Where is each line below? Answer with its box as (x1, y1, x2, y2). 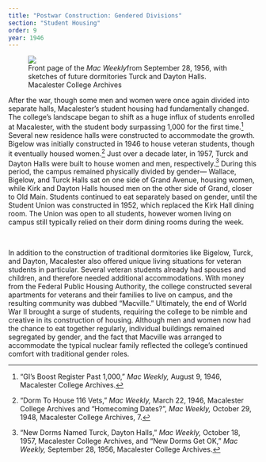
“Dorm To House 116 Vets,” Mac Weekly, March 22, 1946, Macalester (19, 395, 244, 405)
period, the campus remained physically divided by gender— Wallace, (8, 167, 237, 177)
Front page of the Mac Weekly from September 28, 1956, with (28, 63, 227, 73)
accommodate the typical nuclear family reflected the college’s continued (8, 341, 248, 350)
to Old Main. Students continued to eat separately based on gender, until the (8, 192, 257, 202)
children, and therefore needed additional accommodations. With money (8, 273, 245, 283)
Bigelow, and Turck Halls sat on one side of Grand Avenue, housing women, (8, 175, 255, 185)
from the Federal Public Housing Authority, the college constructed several (8, 282, 252, 292)
